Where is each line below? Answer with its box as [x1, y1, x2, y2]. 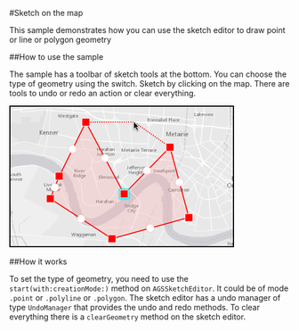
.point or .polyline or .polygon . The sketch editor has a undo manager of [9, 293, 281, 302]
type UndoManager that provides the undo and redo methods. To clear [9, 302, 261, 312]
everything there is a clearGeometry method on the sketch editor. [9, 311, 246, 322]
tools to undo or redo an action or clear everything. [9, 88, 197, 98]
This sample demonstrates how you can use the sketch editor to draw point [9, 25, 287, 35]
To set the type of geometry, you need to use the [9, 274, 189, 284]
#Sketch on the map [9, 8, 84, 18]
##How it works [9, 256, 68, 267]
